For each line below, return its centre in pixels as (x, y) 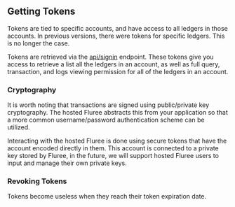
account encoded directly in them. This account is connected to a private (113, 148)
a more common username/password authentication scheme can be (106, 120)
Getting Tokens (41, 12)
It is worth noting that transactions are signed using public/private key (108, 105)
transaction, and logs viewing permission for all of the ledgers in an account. (118, 71)
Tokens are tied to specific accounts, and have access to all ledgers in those (117, 28)
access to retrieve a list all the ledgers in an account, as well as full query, (114, 64)
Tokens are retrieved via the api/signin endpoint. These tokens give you (110, 57)
